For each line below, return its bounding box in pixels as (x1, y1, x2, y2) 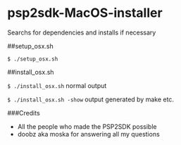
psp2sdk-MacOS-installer (7, 5, 163, 21)
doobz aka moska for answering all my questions (17, 130, 160, 138)
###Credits (7, 108, 40, 117)
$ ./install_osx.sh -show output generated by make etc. (7, 95, 175, 103)
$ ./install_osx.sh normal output (7, 81, 107, 89)
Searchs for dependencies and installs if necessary (7, 28, 156, 37)
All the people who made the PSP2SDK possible (17, 122, 157, 131)
